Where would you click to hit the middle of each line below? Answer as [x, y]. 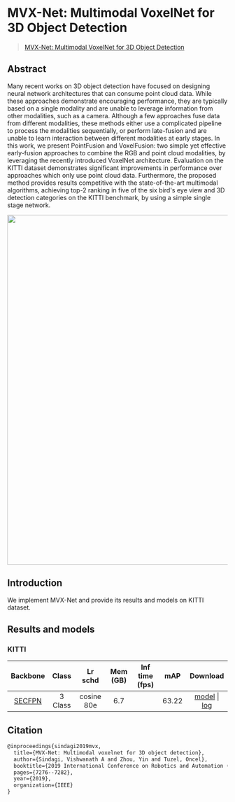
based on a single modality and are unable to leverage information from [110, 108]
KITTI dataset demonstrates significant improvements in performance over [115, 168]
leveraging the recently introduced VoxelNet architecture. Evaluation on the [115, 160]
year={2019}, [33, 779]
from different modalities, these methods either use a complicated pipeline [115, 123]
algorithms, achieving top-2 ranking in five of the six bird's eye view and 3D [116, 190]
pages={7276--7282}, [43, 772]
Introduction [35, 583]
